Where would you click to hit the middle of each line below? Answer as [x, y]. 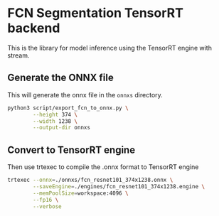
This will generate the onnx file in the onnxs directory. [85, 94]
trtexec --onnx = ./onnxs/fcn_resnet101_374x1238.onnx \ [90, 180]
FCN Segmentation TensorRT [95, 13]
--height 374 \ [55, 114]
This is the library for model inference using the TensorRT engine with [109, 48]
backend [34, 28]
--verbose [47, 206]
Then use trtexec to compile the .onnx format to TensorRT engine [103, 167]
